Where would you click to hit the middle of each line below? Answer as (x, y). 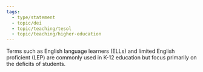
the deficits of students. (36, 64)
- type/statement (34, 17)
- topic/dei (27, 23)
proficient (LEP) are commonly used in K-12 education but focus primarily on (101, 58)
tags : (13, 12)
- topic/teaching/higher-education (57, 34)
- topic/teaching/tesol (42, 28)
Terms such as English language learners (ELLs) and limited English (91, 51)
